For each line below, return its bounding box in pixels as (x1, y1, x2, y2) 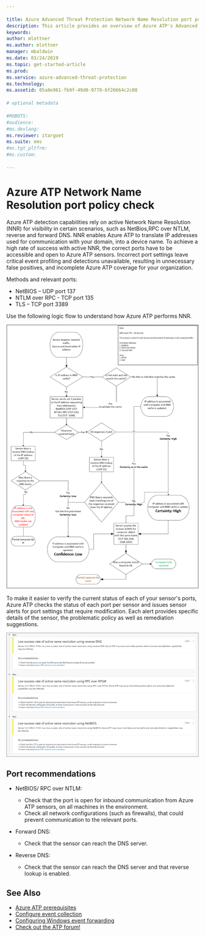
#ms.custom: (6, 152, 37, 158)
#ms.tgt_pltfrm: (6, 145, 48, 152)
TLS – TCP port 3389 (15, 300, 68, 308)
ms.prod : (6, 68, 29, 74)
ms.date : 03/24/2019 (6, 55, 59, 61)
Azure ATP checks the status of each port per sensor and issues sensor (6, 601, 187, 608)
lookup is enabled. (24, 870, 71, 877)
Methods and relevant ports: (6, 276, 77, 283)
